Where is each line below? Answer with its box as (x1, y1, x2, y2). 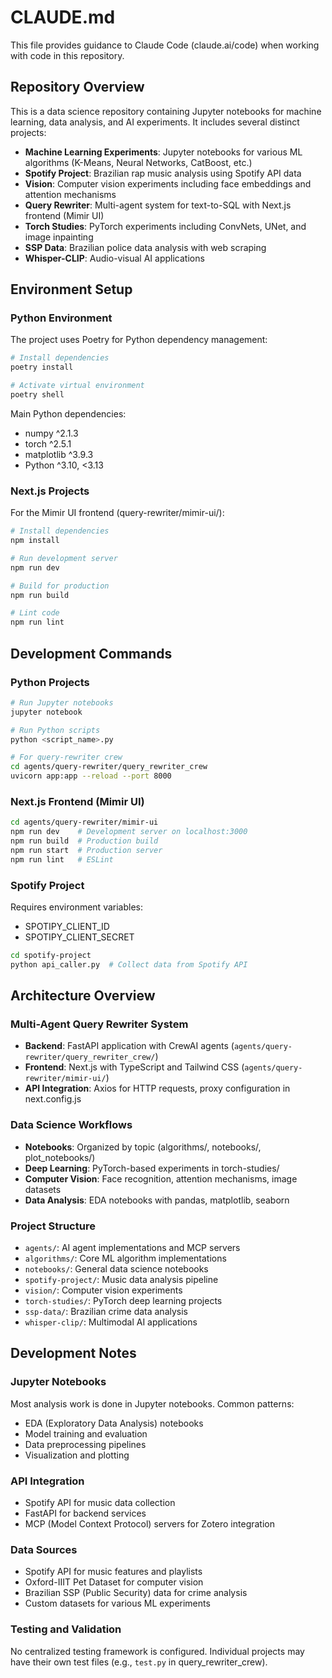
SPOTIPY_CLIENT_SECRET (24, 931, 135, 943)
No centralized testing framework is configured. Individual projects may (10, 1645, 305, 1657)
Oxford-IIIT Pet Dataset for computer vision (24, 1576, 204, 1588)
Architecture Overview (10, 987, 156, 1005)
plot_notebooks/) (24, 1151, 96, 1163)
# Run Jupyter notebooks (10, 697, 114, 708)
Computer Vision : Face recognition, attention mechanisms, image (24, 1172, 298, 1185)
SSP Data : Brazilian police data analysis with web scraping (24, 241, 267, 253)
